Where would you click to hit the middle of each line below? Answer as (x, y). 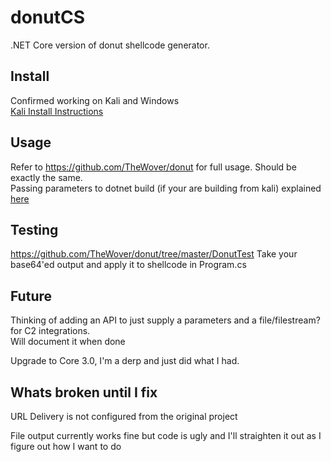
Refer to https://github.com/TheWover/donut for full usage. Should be (153, 167)
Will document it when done (68, 342)
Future (31, 296)
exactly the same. (46, 177)
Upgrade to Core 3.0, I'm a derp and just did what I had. (125, 361)
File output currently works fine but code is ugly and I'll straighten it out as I (166, 435)
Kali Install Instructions (57, 111)
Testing (34, 229)
